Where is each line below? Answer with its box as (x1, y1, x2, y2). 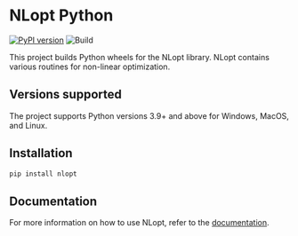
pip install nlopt (9, 169, 77, 178)
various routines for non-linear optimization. (9, 61, 171, 72)
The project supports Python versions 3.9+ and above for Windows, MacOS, (9, 110, 289, 121)
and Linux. (9, 120, 48, 130)
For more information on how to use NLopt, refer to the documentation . (9, 217, 270, 228)
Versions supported (9, 87, 122, 102)
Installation (9, 146, 73, 161)
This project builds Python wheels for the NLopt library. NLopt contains (9, 51, 270, 62)
